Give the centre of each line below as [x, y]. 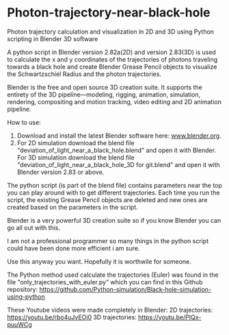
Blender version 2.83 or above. [60, 172]
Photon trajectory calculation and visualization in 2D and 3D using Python [110, 32]
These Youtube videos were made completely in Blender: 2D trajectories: [110, 310]
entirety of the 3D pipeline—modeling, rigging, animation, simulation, [104, 95]
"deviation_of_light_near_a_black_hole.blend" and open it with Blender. [117, 150]
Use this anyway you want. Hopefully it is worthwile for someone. [99, 261]
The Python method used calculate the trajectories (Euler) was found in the [113, 275]
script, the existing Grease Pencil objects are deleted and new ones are [107, 199]
